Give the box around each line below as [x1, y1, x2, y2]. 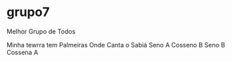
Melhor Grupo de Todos [6, 27, 76, 36]
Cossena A [6, 48, 39, 56]
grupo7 [6, 4, 50, 20]
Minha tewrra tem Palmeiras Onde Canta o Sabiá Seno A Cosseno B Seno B [6, 40, 226, 49]
